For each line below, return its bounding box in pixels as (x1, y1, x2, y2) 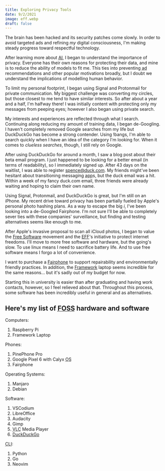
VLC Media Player (12, 426, 49, 432)
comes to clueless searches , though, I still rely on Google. (5, 142, 123, 148)
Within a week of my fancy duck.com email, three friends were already (5, 178, 149, 184)
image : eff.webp (5, 16, 38, 21)
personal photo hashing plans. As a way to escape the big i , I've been (5, 203, 146, 209)
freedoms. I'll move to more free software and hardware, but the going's (5, 239, 152, 245)
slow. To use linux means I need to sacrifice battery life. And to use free (5, 244, 150, 250)
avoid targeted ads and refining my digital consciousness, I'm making (5, 40, 146, 46)
